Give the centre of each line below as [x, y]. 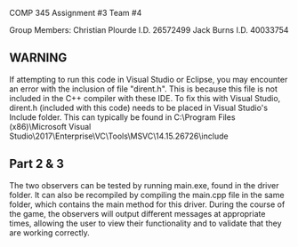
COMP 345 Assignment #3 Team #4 [76, 13]
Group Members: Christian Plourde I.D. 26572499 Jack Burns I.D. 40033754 [149, 30]
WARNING [38, 58]
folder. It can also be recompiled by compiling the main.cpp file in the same [147, 195]
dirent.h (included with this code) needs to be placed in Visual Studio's [139, 108]
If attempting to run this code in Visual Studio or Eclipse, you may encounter [149, 79]
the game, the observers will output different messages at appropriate [137, 213]
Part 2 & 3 [36, 164]
